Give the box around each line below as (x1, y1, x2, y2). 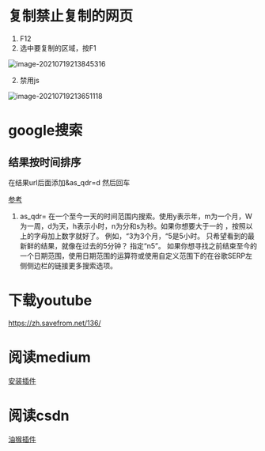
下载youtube (8, 292, 93, 309)
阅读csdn (8, 407, 70, 424)
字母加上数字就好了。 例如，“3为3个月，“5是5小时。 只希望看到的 (33, 231, 248, 241)
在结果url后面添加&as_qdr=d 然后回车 (8, 177, 131, 187)
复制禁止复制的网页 (8, 7, 134, 25)
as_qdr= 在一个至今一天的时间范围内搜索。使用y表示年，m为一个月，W (19, 211, 252, 221)
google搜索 (8, 122, 83, 139)
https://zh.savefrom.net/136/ (8, 318, 101, 328)
